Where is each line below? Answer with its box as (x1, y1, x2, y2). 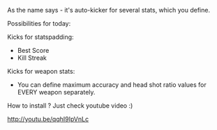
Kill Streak (17, 54, 47, 62)
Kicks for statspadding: (7, 33, 75, 41)
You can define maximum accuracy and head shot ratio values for (17, 81, 207, 89)
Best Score (17, 47, 50, 54)
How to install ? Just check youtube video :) (7, 101, 133, 110)
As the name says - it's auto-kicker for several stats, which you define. (7, 6, 211, 14)
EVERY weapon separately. (17, 88, 96, 96)
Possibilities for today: (7, 19, 71, 27)
